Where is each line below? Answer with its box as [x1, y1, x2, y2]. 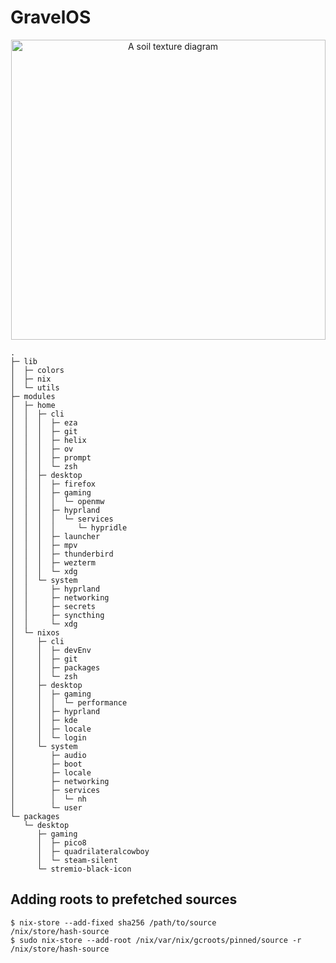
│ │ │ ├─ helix [10, 435, 87, 445]
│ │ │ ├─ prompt [10, 452, 92, 463]
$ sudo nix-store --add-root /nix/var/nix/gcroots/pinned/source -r [10, 935, 302, 945]
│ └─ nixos [10, 627, 60, 638]
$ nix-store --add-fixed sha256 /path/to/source [10, 917, 217, 928]
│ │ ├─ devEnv [10, 645, 92, 655]
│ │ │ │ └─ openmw [10, 496, 105, 506]
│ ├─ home [10, 400, 56, 410]
